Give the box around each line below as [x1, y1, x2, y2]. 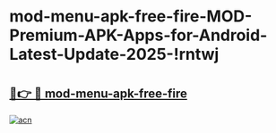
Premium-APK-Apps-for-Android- [9, 25, 268, 46]
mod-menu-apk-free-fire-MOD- [9, 6, 253, 27]
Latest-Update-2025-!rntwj [9, 45, 220, 64]
